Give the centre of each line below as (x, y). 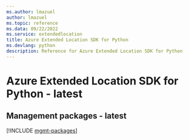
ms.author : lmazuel (31, 12)
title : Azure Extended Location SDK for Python (68, 40)
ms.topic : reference (32, 23)
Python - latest (45, 94)
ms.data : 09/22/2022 (32, 29)
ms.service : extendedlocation (45, 34)
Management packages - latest (67, 116)
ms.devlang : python (31, 46)
